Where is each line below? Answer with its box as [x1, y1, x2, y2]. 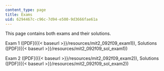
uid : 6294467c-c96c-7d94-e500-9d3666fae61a [5, 17, 98, 22]
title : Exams [5, 12, 33, 17]
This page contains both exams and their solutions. [5, 31, 111, 37]
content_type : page [5, 7, 46, 13]
